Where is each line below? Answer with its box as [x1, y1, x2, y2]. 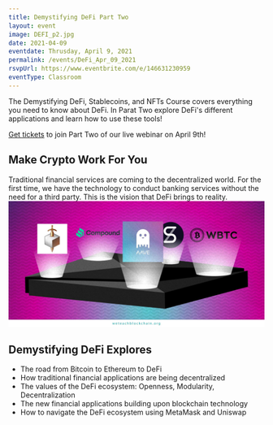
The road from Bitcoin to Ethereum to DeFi [19, 364, 162, 374]
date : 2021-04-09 [8, 39, 67, 47]
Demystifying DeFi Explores [8, 343, 152, 357]
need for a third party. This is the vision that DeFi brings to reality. [8, 192, 228, 202]
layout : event [8, 21, 57, 30]
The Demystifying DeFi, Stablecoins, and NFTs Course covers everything [8, 96, 253, 106]
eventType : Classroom [8, 73, 82, 81]
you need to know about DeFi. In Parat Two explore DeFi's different [8, 105, 233, 115]
